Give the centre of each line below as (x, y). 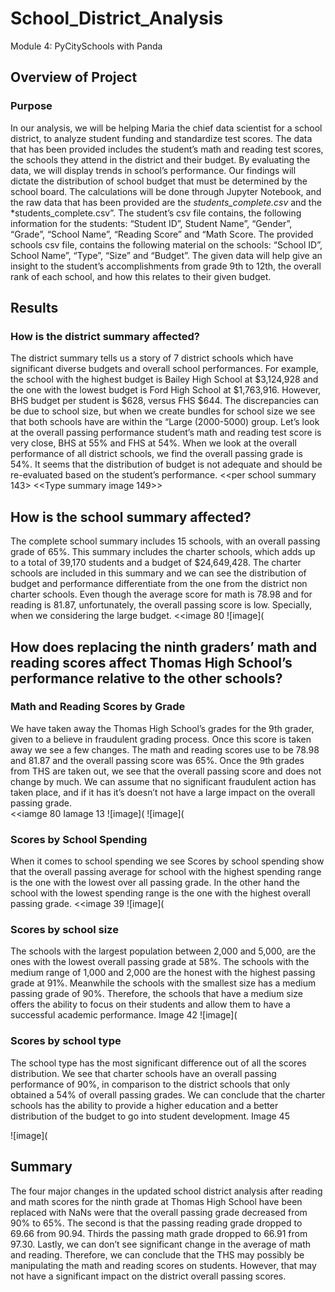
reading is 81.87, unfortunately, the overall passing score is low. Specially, (161, 605)
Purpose (31, 106)
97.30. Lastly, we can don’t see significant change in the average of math (161, 1244)
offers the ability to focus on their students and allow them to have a (150, 1004)
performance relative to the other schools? (146, 678)
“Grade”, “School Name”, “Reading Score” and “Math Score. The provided (162, 234)
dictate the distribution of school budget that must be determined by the (159, 181)
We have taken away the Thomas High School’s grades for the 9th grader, (162, 728)
